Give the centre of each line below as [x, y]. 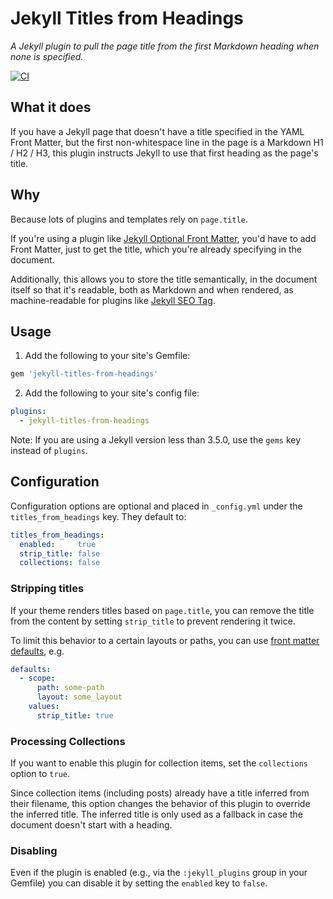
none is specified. [47, 56]
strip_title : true [75, 715]
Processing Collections [68, 741]
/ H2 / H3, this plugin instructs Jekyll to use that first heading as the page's [164, 153]
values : [44, 707]
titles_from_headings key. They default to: [98, 516]
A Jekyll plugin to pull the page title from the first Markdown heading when [165, 46]
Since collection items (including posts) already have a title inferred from [160, 793]
